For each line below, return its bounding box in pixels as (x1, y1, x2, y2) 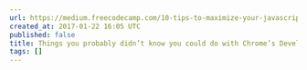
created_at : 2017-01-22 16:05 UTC (9, 22, 142, 31)
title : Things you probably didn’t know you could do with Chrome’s (9, 38, 276, 48)
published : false (9, 30, 76, 39)
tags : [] (9, 47, 43, 56)
